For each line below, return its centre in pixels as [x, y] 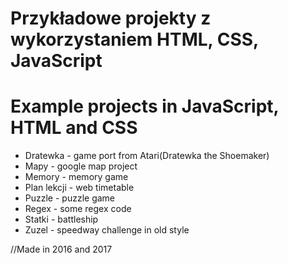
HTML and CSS [74, 128]
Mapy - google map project [81, 166]
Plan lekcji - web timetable [79, 188]
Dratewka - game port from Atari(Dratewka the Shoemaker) [147, 156]
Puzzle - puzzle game [70, 198]
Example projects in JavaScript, [145, 106]
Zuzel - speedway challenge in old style [107, 230]
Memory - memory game [76, 177]
